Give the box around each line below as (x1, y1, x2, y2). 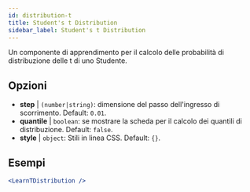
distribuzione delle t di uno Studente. (8, 56, 127, 65)
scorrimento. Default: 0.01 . (19, 108, 107, 118)
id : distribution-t (8, 11, 72, 20)
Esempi (8, 156, 46, 169)
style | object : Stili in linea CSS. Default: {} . (19, 133, 161, 142)
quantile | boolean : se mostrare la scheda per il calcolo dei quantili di (19, 116, 242, 126)
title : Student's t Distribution (8, 19, 118, 27)
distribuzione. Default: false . (19, 125, 113, 135)
